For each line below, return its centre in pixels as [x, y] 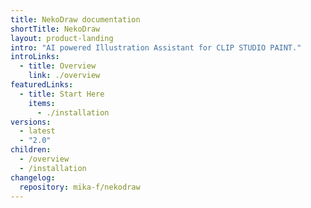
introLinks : [35, 57]
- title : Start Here [62, 94]
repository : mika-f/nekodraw [80, 187]
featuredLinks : [42, 85]
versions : [31, 122]
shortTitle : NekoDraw [55, 29]
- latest [37, 131]
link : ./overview [64, 76]
